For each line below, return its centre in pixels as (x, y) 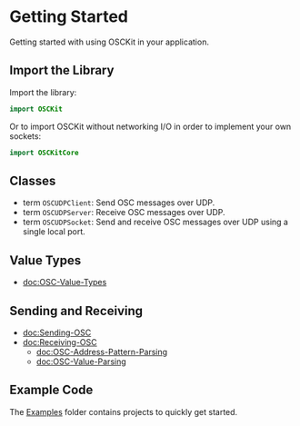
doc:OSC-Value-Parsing (81, 362)
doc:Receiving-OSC (60, 342)
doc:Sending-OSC (57, 332)
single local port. (54, 232)
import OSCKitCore (44, 153)
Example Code (51, 390)
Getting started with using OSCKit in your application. (109, 42)
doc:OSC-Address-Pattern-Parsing (102, 352)
